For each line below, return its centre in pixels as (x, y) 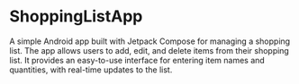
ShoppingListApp (76, 17)
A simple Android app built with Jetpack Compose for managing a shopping (150, 41)
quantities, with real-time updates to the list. (91, 70)
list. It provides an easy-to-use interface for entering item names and (137, 60)
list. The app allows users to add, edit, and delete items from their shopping (149, 50)
